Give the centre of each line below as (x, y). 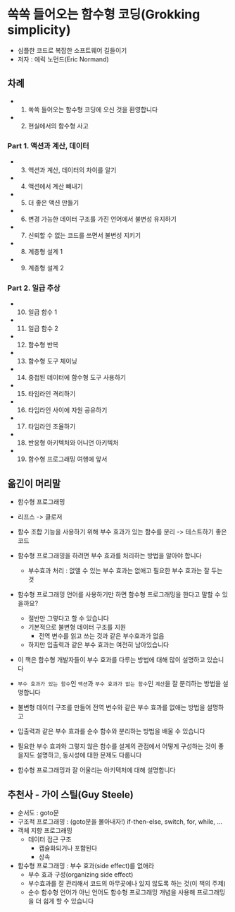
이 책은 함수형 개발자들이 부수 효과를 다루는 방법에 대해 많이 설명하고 (111, 660)
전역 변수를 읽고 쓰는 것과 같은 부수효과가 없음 (101, 636)
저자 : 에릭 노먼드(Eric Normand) (63, 59)
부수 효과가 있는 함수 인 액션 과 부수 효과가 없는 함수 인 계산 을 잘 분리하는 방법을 (119, 684)
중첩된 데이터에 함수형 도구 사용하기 (77, 378)
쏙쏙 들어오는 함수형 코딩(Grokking (104, 14)
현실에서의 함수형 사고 (58, 126)
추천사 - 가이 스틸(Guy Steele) (70, 794)
